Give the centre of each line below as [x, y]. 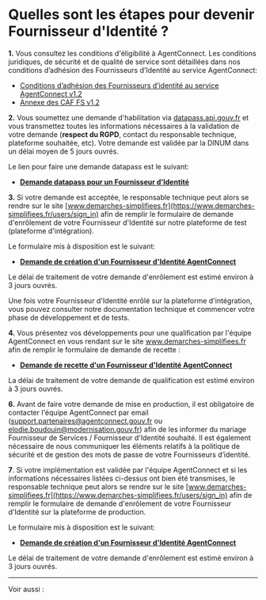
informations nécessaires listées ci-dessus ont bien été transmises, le [122, 478]
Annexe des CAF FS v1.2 [60, 102]
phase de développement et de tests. [69, 317]
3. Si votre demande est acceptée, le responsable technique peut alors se [129, 197]
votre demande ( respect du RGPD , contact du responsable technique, [122, 134]
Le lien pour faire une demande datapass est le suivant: [99, 166]
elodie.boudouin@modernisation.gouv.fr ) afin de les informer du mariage [127, 429]
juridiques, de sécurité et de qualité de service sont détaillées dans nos [124, 62]
